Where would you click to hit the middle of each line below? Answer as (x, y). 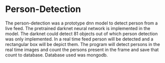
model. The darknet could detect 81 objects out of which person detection (81, 33)
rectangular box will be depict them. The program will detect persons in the (83, 44)
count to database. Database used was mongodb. (56, 55)
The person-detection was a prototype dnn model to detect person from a (81, 23)
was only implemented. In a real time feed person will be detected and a (79, 39)
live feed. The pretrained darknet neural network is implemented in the (78, 28)
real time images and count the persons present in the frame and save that (82, 49)
